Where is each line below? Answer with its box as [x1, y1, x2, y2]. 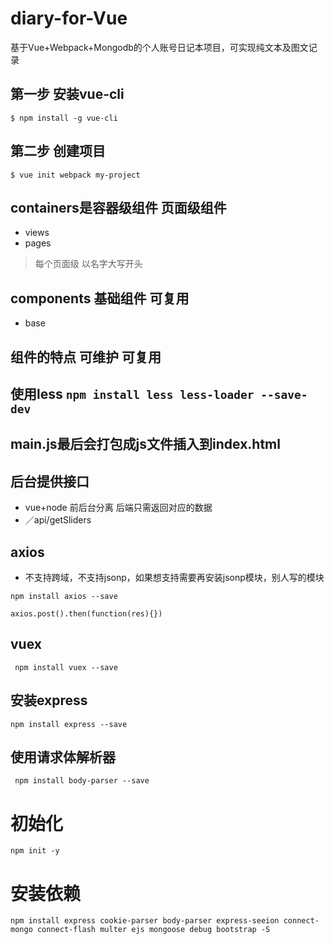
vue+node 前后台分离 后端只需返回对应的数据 [24, 502, 213, 514]
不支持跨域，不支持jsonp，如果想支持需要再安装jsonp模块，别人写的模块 [24, 571, 325, 583]
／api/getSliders [24, 514, 92, 526]
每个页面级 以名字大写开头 [34, 258, 143, 270]
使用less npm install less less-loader [10, 385, 255, 402]
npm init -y [10, 846, 60, 856]
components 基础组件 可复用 [10, 290, 190, 307]
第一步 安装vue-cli [10, 86, 125, 103]
